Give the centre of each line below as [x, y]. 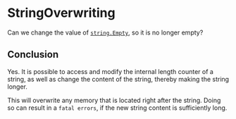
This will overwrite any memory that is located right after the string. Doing [114, 100]
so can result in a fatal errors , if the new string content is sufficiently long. [117, 108]
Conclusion [33, 55]
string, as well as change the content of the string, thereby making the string [118, 79]
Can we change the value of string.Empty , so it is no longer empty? [105, 32]
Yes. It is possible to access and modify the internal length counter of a [110, 71]
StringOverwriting [61, 13]
